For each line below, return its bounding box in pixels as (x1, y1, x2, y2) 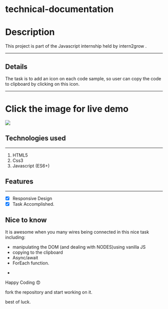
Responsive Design (12, 195, 52, 201)
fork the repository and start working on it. (5, 289, 92, 295)
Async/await (12, 255, 38, 261)
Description (5, 27, 55, 38)
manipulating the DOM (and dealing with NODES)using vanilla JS (12, 244, 146, 250)
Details (5, 62, 27, 71)
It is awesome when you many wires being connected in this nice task (5, 229, 149, 235)
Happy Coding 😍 (5, 279, 41, 285)
